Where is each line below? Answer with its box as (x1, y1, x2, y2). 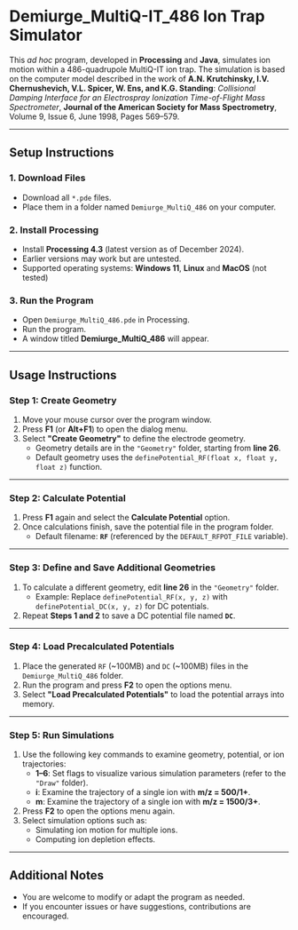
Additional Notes (9, 868, 105, 883)
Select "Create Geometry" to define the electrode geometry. (21, 433, 247, 443)
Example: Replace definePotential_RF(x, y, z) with (35, 591, 228, 601)
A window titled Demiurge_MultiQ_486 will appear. (21, 333, 210, 344)
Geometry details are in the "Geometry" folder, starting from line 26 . (35, 442, 281, 453)
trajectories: (21, 759, 67, 769)
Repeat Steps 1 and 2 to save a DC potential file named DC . (21, 610, 236, 621)
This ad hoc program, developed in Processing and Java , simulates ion (9, 54, 271, 65)
